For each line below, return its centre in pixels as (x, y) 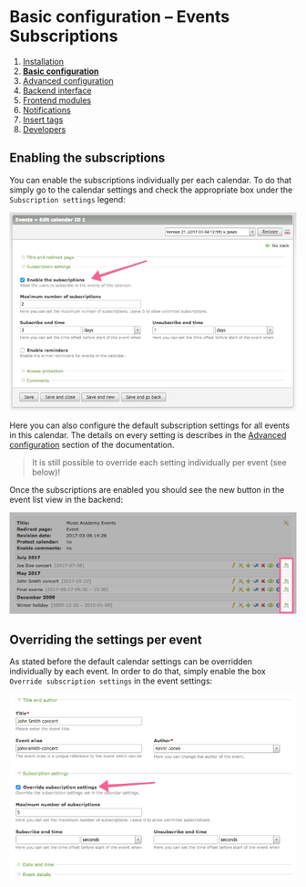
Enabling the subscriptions (87, 158)
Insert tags (43, 120)
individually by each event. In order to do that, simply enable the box (138, 672)
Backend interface (57, 90)
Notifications (46, 110)
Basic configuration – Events (120, 17)
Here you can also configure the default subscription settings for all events (149, 425)
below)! (46, 473)
